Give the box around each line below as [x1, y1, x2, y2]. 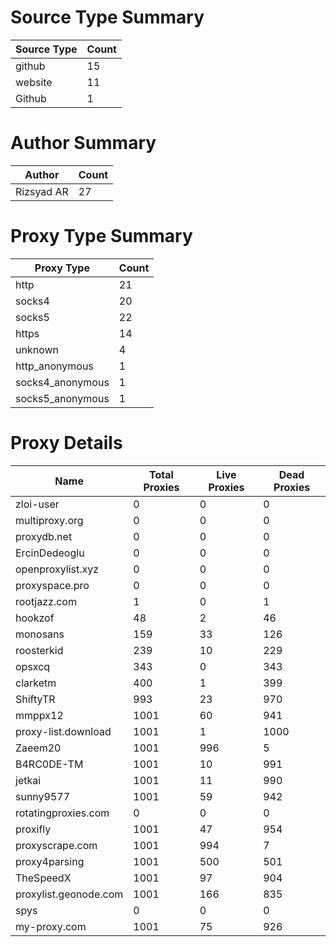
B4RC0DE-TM [15, 757, 84, 771]
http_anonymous [15, 359, 94, 373]
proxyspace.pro [15, 578, 90, 592]
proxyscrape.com [15, 838, 98, 852]
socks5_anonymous [15, 391, 110, 405]
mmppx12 [15, 708, 64, 722]
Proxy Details [10, 432, 123, 454]
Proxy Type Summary [10, 225, 193, 248]
